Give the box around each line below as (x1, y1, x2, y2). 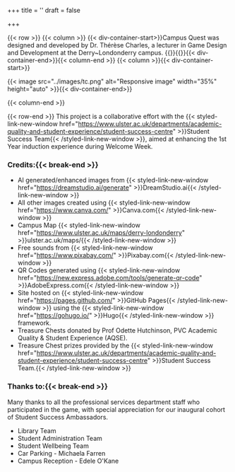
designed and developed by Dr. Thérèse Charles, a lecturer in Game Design (7, 41, 227, 49)
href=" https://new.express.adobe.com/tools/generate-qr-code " (17, 274, 203, 282)
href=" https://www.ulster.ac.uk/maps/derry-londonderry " (17, 229, 186, 237)
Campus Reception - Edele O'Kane (17, 456, 119, 465)
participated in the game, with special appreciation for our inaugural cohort (7, 405, 226, 413)
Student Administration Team (17, 434, 102, 442)
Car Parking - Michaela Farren (17, 449, 106, 457)
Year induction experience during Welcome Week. (7, 142, 153, 151)
